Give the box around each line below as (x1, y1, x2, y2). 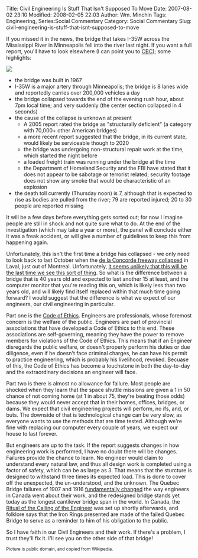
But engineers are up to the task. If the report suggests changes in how (6, 442, 180, 449)
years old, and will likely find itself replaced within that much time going (6, 288, 180, 295)
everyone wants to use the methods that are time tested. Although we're (6, 418, 182, 424)
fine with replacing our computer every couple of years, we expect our (6, 424, 178, 431)
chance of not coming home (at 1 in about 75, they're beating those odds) (6, 392, 185, 400)
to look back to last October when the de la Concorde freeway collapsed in (6, 257, 189, 264)
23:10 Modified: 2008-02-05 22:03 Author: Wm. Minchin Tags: (14, 11, 167, 18)
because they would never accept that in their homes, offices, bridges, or (6, 399, 185, 405)
